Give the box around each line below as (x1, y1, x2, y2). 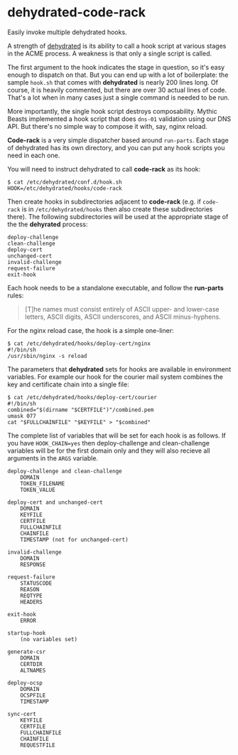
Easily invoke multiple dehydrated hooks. (7, 28, 127, 36)
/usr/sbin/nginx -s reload (7, 352, 87, 359)
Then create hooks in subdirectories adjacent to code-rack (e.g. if (7, 197, 201, 206)
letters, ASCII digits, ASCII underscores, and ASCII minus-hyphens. (24, 312, 222, 321)
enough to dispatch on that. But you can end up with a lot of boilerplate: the (7, 70, 229, 79)
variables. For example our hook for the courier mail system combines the (7, 372, 224, 381)
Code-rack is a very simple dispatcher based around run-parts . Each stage (7, 136, 229, 144)
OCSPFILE (20, 692, 46, 699)
